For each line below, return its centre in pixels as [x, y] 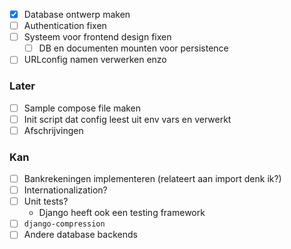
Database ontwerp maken [77, 14]
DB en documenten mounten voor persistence [133, 48]
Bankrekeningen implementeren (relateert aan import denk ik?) [152, 179]
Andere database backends [80, 235]
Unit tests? [46, 201]
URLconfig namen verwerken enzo [95, 60]
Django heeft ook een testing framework [122, 213]
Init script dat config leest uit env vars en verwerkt [127, 119]
